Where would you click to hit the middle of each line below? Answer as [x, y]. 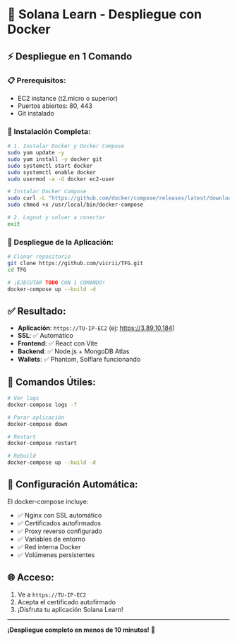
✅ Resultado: [37, 311]
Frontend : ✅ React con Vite [57, 343]
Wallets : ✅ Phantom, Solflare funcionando [79, 360]
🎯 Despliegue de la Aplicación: [61, 242]
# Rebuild [22, 456]
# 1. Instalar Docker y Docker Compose [66, 146]
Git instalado [36, 113]
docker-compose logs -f [42, 405]
